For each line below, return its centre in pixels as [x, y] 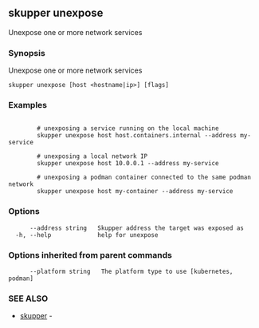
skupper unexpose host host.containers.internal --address [137, 136]
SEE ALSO [28, 298]
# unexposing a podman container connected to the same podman [144, 178]
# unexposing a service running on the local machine [128, 128]
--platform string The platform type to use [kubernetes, [131, 271]
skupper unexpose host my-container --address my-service [135, 192]
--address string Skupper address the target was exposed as [137, 228]
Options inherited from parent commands [90, 255]
